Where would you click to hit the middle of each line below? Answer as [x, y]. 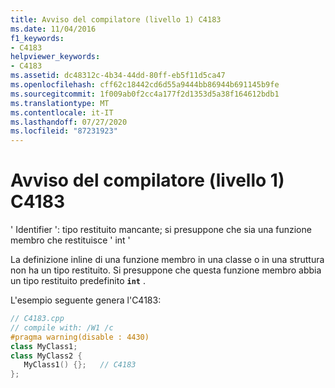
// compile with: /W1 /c [62, 327]
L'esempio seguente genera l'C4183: [86, 300]
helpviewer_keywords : [55, 57]
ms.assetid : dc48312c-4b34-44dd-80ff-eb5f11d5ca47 [118, 76]
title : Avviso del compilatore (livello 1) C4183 [116, 19]
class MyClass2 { [46, 356]
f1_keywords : [37, 38]
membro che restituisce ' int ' [70, 240]
